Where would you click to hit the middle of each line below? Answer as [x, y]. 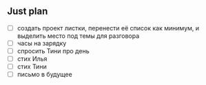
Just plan [28, 11]
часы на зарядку [42, 43]
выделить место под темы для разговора [78, 36]
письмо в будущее [44, 75]
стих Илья [32, 59]
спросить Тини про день [53, 50]
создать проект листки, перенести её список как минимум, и [108, 28]
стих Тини [32, 67]
